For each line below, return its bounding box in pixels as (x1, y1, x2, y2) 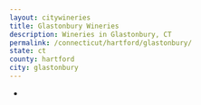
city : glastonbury (9, 64, 79, 73)
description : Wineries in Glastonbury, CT (9, 30, 172, 39)
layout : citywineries (9, 13, 91, 22)
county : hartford (9, 55, 75, 64)
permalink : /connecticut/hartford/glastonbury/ (9, 38, 193, 48)
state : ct (9, 47, 47, 56)
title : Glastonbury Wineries (9, 22, 120, 31)
